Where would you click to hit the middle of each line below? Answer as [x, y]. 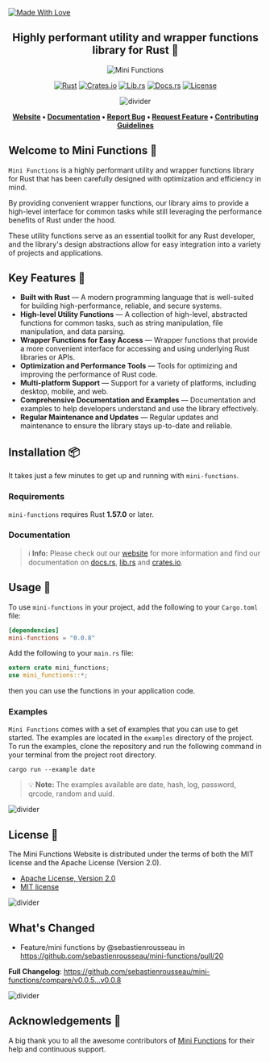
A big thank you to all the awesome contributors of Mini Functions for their [132, 1040]
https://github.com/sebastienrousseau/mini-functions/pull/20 [122, 956]
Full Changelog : [35, 972]
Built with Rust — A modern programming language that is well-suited [137, 298]
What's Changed [52, 928]
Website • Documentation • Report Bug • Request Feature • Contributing [135, 116]
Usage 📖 [29, 587]
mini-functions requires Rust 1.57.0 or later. [81, 514]
